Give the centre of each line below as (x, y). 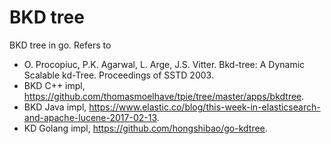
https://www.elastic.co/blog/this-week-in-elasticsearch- (204, 107)
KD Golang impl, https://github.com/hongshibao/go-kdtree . (145, 128)
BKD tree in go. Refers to (60, 45)
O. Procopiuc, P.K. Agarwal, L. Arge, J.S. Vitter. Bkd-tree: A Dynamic (164, 64)
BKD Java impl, (55, 107)
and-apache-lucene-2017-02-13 (90, 117)
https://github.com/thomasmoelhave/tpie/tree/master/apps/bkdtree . (164, 96)
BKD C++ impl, (54, 85)
